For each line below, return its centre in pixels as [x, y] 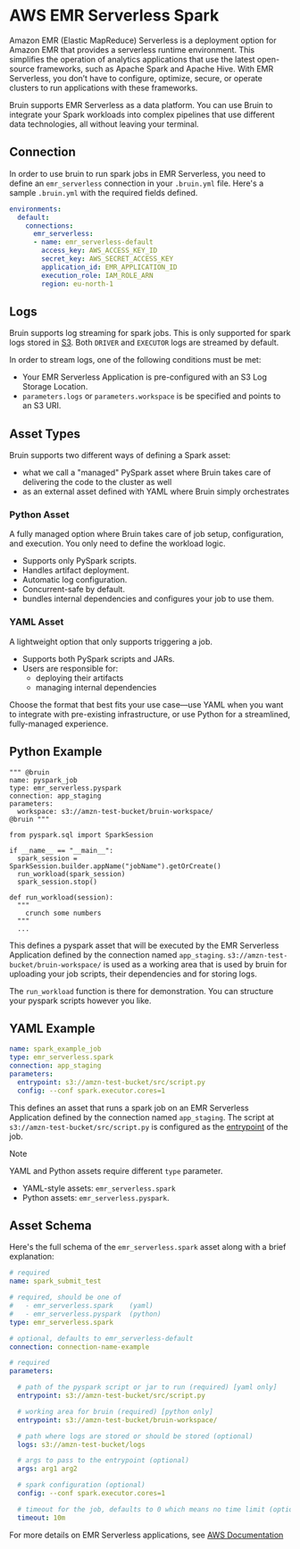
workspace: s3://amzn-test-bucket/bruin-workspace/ [116, 811]
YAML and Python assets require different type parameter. [116, 1170]
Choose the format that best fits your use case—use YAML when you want [146, 704]
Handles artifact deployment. [75, 570]
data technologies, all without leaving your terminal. [104, 124]
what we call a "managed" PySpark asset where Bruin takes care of [146, 473]
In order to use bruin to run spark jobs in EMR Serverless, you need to [137, 173]
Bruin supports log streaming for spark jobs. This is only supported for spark [150, 333]
